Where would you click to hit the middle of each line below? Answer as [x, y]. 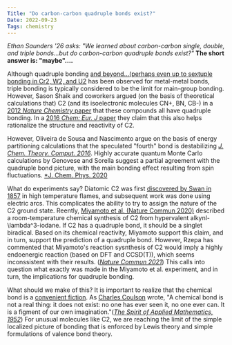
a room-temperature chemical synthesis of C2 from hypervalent [98, 218]
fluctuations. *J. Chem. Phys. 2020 [57, 175]
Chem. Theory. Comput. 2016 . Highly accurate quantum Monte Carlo [105, 153]
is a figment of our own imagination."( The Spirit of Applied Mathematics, [110, 312]
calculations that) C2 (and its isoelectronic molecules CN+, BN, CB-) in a [110, 103]
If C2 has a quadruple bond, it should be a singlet [132, 226]
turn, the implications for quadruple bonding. [71, 277]
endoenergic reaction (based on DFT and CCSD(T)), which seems [101, 255]
